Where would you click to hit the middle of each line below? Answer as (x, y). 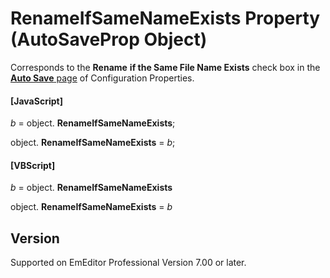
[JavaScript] (36, 101)
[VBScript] (33, 165)
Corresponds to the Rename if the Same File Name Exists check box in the (165, 67)
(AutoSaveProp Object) (109, 39)
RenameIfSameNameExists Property (165, 18)
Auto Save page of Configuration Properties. (102, 78)
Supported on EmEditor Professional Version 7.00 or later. (128, 263)
